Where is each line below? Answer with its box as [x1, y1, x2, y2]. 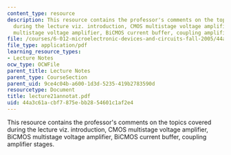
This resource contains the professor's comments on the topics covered [7, 118, 212, 126]
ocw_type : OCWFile [7, 61, 60, 68]
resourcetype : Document [7, 86, 76, 93]
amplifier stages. [7, 140, 55, 148]
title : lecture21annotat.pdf [7, 93, 91, 100]
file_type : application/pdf [7, 42, 88, 49]
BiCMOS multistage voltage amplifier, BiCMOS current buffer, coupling [7, 132, 207, 141]
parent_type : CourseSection [7, 73, 88, 81]
